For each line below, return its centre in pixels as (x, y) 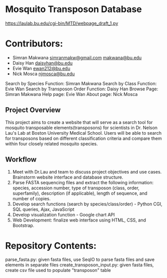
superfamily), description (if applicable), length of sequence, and (80, 193)
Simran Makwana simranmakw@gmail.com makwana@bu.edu (77, 58)
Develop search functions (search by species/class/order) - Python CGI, (87, 204)
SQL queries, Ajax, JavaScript (43, 209)
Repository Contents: (51, 245)
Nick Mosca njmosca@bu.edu (44, 74)
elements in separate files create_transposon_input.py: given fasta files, (79, 265)
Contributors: (34, 44)
